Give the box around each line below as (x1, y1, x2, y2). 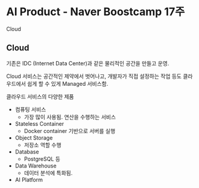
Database (14, 148, 39, 155)
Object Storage (14, 134, 53, 141)
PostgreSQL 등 (24, 155, 60, 163)
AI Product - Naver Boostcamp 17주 (6, 5, 185, 19)
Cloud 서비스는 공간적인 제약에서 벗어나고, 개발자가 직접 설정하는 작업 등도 (6, 73, 182, 80)
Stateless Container (14, 120, 65, 127)
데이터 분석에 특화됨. (24, 169, 73, 177)
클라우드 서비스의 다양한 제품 (6, 92, 74, 100)
